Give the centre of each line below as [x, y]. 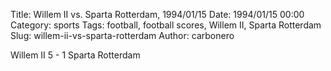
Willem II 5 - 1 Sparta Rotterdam [75, 55]
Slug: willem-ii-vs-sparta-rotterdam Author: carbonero [122, 35]
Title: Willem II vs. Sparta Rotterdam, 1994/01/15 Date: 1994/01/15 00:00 [157, 14]
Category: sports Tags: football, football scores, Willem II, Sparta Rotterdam [166, 25]
